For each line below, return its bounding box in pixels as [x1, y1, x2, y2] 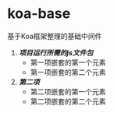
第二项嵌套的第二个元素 [30, 97, 106, 106]
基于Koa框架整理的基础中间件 [7, 31, 102, 41]
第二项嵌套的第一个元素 [30, 87, 106, 96]
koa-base [7, 5, 71, 23]
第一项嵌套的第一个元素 [30, 58, 106, 67]
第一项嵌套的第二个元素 [30, 67, 106, 76]
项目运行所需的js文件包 [18, 48, 94, 57]
